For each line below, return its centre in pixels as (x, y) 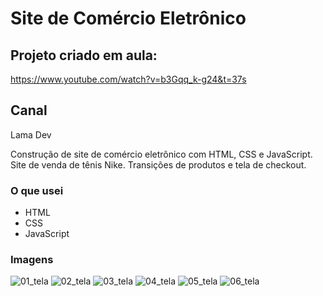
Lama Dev (31, 134)
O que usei (37, 190)
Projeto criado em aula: (84, 55)
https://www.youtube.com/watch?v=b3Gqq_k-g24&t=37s (128, 79)
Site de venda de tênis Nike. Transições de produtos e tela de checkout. (158, 164)
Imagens (32, 260)
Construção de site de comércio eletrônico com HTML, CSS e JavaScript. (161, 154)
